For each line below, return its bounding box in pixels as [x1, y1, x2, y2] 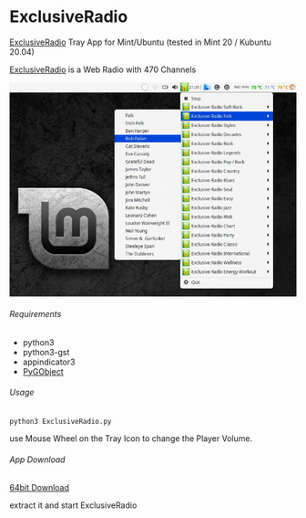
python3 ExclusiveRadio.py [9, 417, 112, 426]
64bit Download [9, 482, 70, 493]
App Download [9, 454, 66, 465]
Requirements [9, 309, 62, 320]
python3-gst [22, 346, 70, 357]
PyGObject [22, 365, 64, 376]
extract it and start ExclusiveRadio [9, 500, 138, 511]
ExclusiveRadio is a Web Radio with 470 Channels [9, 64, 197, 75]
